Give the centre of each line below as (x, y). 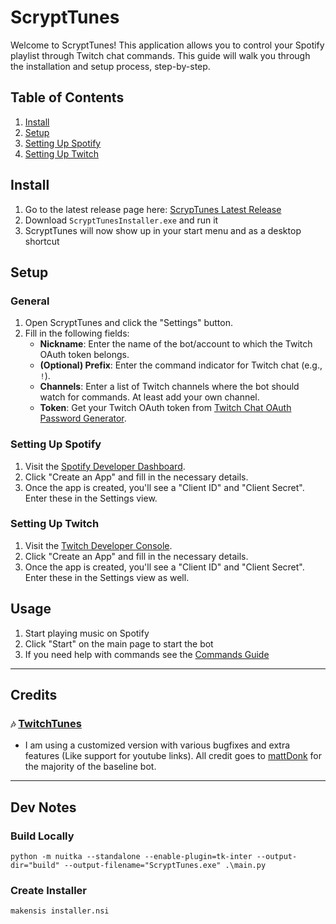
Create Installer (49, 890)
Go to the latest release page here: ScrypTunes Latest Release (153, 209)
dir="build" (35, 866)
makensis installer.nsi (60, 911)
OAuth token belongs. (84, 355)
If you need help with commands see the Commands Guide (147, 654)
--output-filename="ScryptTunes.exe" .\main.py (165, 866)
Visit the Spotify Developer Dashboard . (105, 466)
